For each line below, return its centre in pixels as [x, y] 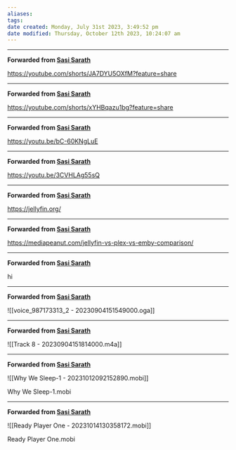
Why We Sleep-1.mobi [39, 392]
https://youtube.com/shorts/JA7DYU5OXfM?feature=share [92, 74]
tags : [15, 20]
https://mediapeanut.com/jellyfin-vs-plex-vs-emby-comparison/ [100, 243]
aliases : [20, 14]
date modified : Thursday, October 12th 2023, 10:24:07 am [94, 33]
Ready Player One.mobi [41, 439]
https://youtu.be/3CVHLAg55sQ [54, 175]
